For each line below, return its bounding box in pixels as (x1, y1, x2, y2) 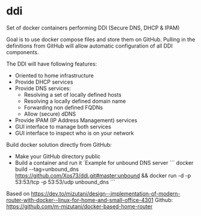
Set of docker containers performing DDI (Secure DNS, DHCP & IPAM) (6, 24, 180, 31)
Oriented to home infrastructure (14, 72, 94, 79)
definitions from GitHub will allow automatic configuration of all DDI (6, 42, 173, 49)
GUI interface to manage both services (14, 123, 111, 130)
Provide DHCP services (14, 78, 73, 85)
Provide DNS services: (14, 84, 71, 91)
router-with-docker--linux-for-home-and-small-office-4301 (6, 196, 153, 203)
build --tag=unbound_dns (14, 165, 79, 173)
